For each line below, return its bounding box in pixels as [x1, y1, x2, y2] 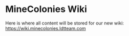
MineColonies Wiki [5, 3, 87, 15]
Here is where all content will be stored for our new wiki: [5, 20, 124, 26]
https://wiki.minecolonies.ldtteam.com [5, 25, 86, 31]
